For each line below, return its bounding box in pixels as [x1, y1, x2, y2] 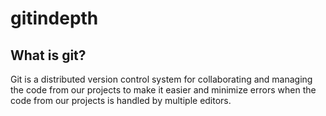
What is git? [10, 47, 87, 64]
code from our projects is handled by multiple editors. [10, 95, 232, 106]
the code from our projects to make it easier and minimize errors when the [10, 84, 317, 96]
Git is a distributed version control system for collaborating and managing [10, 73, 313, 85]
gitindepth [10, 7, 99, 30]
